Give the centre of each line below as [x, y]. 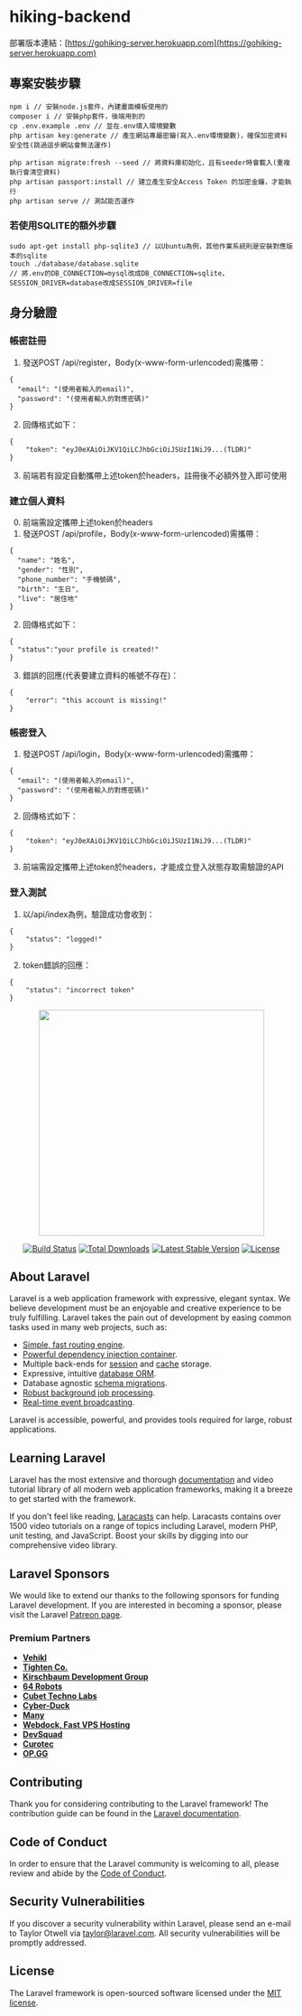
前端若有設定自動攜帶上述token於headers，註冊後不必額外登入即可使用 [155, 475]
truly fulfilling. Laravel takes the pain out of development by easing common [151, 1317]
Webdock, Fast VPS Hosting [76, 1725]
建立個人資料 [37, 501]
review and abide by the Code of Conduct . [88, 1873]
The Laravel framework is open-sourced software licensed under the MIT [146, 1993]
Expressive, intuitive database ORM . [89, 1374]
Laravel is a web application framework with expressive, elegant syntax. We [150, 1299]
